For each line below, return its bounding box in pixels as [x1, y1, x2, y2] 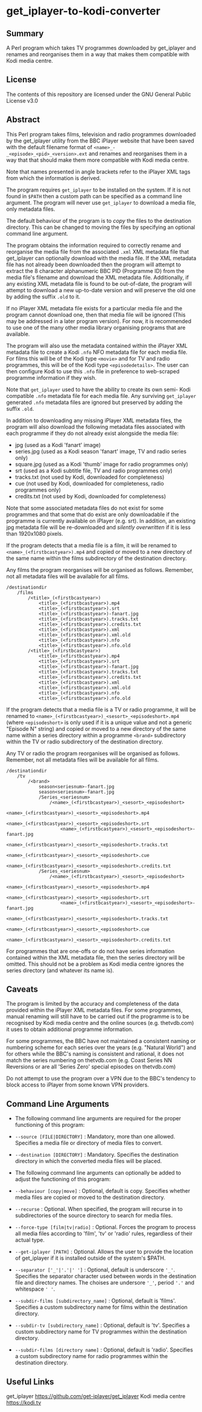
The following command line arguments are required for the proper [14, 1115, 181, 1122]
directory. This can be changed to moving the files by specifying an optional [6, 223, 195, 231]
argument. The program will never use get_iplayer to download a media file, [6, 199, 197, 206]
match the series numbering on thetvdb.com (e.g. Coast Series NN [6, 1057, 172, 1064]
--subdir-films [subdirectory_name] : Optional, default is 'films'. [14, 1297, 176, 1304]
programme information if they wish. [6, 374, 96, 381]
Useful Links [6, 1376, 54, 1387]
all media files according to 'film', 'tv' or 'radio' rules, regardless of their [14, 1230, 193, 1237]
